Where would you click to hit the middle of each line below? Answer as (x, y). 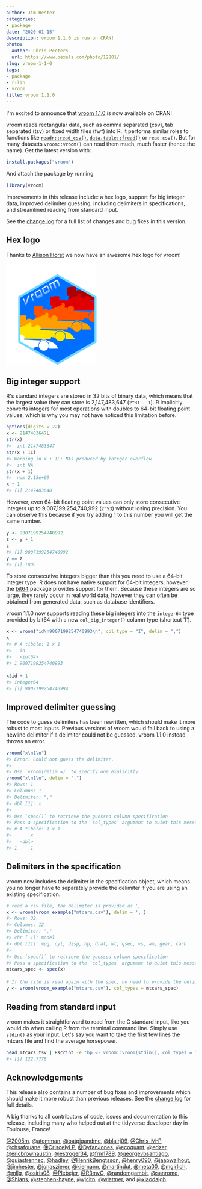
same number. (24, 521)
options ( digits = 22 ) (33, 427)
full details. (20, 1105)
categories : (21, 19)
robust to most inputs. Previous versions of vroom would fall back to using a (100, 728)
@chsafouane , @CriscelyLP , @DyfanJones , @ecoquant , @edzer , (87, 1147)
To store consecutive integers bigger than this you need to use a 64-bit (94, 576)
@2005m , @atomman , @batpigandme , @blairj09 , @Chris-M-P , (85, 1141)
